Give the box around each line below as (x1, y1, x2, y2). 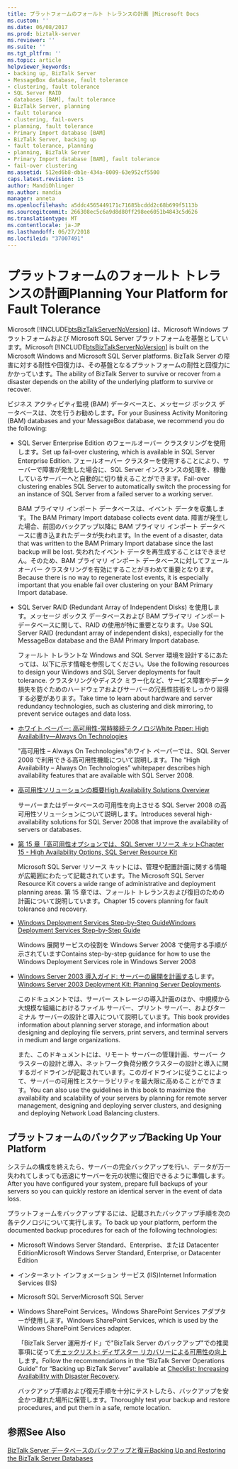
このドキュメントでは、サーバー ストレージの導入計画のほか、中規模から (17, 995, 231, 1003)
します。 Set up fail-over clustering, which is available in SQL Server (17, 448, 215, 457)
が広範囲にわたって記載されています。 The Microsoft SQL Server (17, 871, 205, 880)
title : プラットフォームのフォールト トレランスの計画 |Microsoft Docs (7, 10, 200, 18)
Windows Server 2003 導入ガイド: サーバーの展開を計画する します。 (17, 972, 218, 981)
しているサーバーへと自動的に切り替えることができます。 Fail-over (17, 474, 210, 483)
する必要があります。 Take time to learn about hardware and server (17, 694, 212, 703)
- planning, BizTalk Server (7, 149, 91, 156)
